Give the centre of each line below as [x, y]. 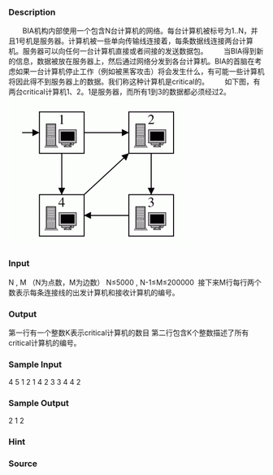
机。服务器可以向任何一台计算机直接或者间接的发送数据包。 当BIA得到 [133, 51]
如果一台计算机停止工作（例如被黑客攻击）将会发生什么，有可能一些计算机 [140, 72]
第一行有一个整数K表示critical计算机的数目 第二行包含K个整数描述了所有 [129, 333]
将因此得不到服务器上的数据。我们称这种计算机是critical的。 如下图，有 [134, 82]
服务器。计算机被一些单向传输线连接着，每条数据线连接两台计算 [146, 41]
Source [23, 464]
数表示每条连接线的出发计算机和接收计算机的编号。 [94, 292]
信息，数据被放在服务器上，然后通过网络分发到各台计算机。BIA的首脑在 [135, 61]
